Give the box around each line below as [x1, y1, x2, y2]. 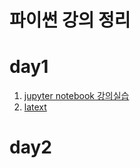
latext [23, 101, 47, 113]
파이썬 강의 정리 [9, 9, 131, 32]
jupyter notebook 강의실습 [23, 90, 130, 102]
